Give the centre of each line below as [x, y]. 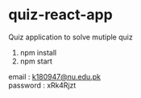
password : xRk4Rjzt [42, 85]
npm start [36, 61]
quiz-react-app [60, 15]
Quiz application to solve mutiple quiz [70, 37]
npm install [38, 52]
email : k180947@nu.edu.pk [54, 76]
